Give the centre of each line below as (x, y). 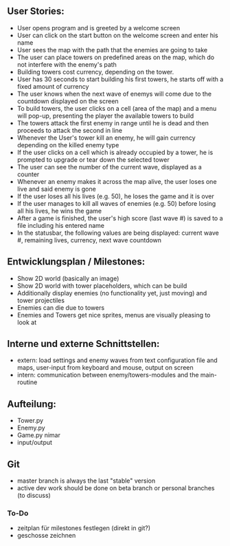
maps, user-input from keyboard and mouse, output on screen (105, 368)
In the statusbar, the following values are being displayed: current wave (118, 233)
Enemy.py (31, 428)
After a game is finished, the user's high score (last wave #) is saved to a (120, 218)
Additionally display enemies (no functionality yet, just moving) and (112, 293)
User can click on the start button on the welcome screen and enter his (117, 35)
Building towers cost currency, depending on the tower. (95, 72)
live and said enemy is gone (56, 189)
